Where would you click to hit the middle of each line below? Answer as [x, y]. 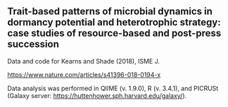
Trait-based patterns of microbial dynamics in [110, 12]
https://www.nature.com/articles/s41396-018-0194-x [84, 74]
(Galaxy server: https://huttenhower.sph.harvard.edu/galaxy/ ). [97, 95]
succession [33, 44]
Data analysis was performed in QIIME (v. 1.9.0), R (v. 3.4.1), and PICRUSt [113, 88]
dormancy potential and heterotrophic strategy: [114, 23]
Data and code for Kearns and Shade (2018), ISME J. [84, 61]
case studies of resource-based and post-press [114, 33]
